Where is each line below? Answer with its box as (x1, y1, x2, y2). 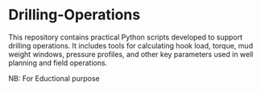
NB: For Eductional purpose (8, 73, 100, 83)
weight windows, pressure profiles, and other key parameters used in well (8, 49, 254, 59)
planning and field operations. (8, 58, 108, 68)
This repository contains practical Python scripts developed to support (8, 32, 243, 42)
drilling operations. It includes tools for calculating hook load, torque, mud (8, 40, 254, 50)
